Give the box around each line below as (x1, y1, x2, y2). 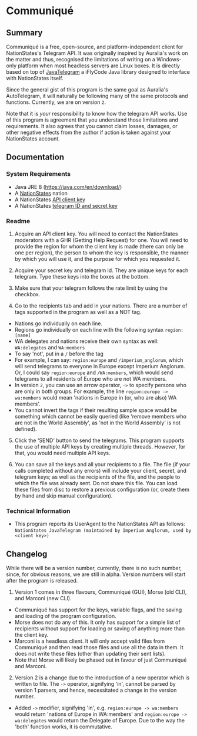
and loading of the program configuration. (14, 613, 116, 620)
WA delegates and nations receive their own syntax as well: (14, 338, 159, 345)
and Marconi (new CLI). (14, 595, 72, 602)
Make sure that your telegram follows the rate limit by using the (14, 284, 168, 292)
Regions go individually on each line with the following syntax (14, 326, 164, 333)
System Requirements (6, 170, 71, 178)
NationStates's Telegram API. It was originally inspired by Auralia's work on (6, 50, 188, 57)
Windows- (156, 56, 182, 63)
